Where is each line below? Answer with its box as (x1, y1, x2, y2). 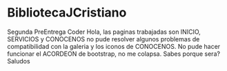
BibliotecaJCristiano (7, 5, 127, 21)
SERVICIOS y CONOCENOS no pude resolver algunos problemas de (7, 34, 200, 43)
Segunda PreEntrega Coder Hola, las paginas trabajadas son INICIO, (7, 28, 201, 36)
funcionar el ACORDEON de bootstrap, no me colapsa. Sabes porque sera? (7, 50, 221, 58)
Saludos (7, 57, 30, 65)
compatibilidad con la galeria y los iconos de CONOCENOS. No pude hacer (7, 42, 221, 50)
